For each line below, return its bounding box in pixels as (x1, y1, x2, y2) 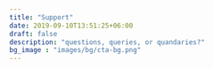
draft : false (9, 29, 58, 38)
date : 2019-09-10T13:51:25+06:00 (9, 21, 134, 30)
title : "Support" (9, 12, 74, 22)
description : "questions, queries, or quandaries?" (9, 37, 205, 47)
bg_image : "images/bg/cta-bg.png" (9, 46, 142, 55)
